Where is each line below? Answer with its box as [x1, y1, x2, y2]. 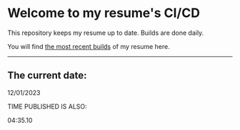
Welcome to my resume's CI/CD [7, 5, 200, 21]
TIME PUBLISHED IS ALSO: [7, 102, 87, 111]
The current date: [7, 70, 87, 82]
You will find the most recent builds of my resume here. [7, 42, 170, 50]
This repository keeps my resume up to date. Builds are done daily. [7, 28, 204, 37]
